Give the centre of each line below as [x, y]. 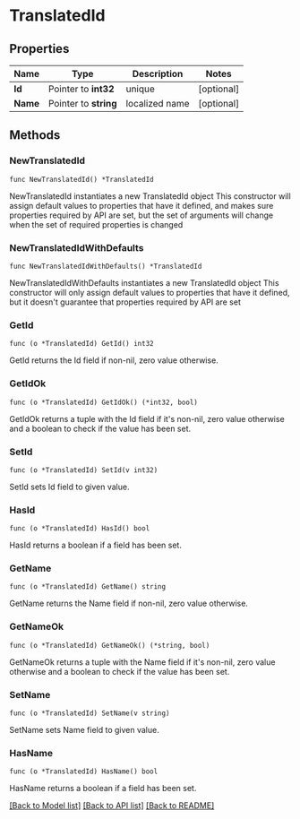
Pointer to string [83, 103]
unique [140, 89]
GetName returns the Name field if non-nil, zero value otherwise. [129, 603]
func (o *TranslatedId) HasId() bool [80, 529]
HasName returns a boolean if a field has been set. [103, 789]
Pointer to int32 [81, 89]
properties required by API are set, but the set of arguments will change [141, 215]
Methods [35, 135]
